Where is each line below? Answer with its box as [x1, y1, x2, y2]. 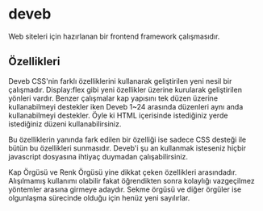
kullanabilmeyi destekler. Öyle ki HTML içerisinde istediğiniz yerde [8, 110, 228, 120]
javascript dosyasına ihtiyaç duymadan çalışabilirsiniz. [8, 151, 188, 161]
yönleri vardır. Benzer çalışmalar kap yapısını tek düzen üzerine [8, 93, 219, 103]
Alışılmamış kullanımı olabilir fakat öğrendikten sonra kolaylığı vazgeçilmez [8, 176, 256, 185]
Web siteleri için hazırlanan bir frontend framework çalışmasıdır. [8, 31, 220, 41]
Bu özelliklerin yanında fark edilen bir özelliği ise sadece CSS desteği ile [8, 134, 247, 144]
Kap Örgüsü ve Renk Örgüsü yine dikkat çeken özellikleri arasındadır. [8, 167, 237, 177]
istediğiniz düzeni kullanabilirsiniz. [8, 118, 122, 129]
